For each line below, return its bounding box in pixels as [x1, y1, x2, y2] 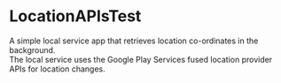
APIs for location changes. [9, 64, 105, 74]
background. [9, 44, 56, 55]
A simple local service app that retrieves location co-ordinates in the [9, 35, 259, 46]
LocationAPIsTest [9, 6, 142, 26]
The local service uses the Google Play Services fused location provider [9, 54, 273, 64]
